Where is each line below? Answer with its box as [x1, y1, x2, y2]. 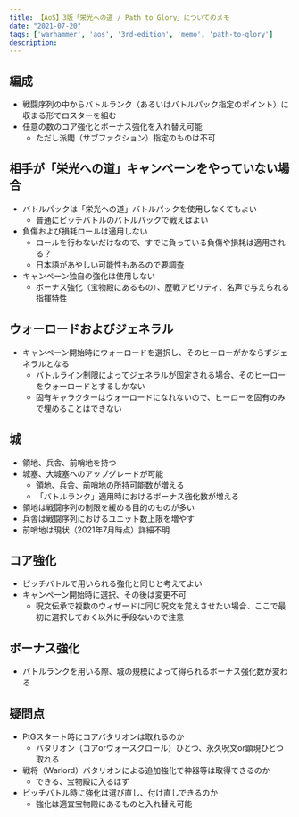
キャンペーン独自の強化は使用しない [21, 270, 156, 281]
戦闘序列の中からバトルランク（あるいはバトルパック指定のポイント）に [21, 99, 289, 110]
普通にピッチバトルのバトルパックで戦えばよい [35, 214, 209, 225]
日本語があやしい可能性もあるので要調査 [35, 259, 185, 269]
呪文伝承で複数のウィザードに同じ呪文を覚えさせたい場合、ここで [35, 600, 278, 611]
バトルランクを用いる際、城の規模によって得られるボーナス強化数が [21, 666, 273, 677]
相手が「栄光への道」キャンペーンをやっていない [9, 161, 278, 176]
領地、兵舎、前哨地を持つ [21, 457, 117, 468]
